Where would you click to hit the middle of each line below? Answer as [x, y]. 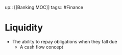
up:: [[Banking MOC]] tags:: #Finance [44, 7]
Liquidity [24, 28]
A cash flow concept [41, 47]
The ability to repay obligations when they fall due [65, 41]
